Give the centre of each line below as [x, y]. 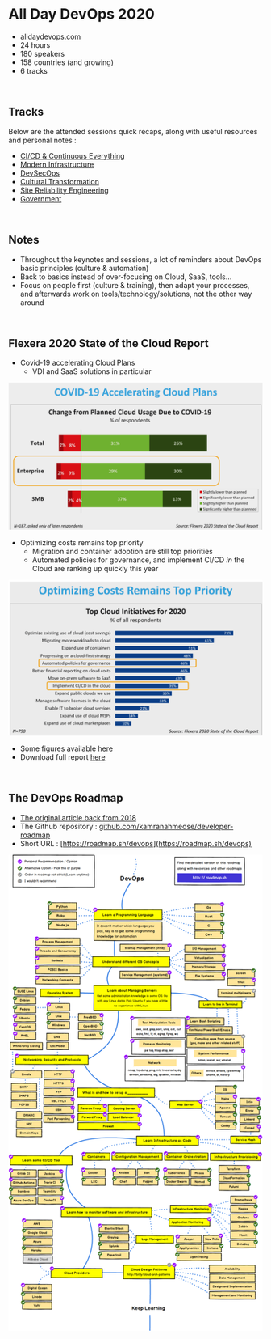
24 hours [35, 44]
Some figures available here [67, 748]
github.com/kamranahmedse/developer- [166, 826]
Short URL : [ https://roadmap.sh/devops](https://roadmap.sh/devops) [135, 843]
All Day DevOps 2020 [81, 14]
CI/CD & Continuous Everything [72, 155]
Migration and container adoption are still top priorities [123, 551]
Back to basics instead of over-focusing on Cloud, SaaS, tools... [126, 277]
